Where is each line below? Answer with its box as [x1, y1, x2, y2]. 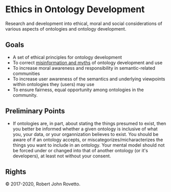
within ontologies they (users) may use [12, 81, 94, 87]
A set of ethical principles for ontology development [12, 54, 123, 60]
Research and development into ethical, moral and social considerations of [5, 20, 162, 26]
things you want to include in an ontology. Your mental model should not [12, 142, 165, 148]
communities [12, 70, 40, 76]
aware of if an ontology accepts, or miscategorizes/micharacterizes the [12, 136, 163, 143]
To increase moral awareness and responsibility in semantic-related [12, 65, 156, 71]
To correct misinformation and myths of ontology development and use [12, 60, 163, 66]
